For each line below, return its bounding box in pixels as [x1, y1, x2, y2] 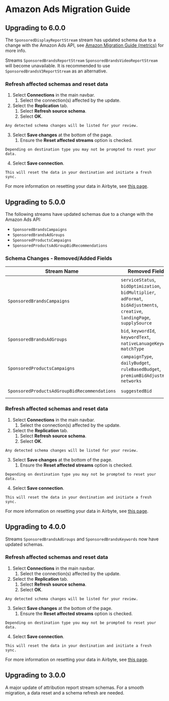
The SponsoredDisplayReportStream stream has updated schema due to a [5, 37, 156, 43]
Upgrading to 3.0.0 [5, 671, 66, 680]
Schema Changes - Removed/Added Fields [5, 255, 112, 262]
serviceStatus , [120, 276, 156, 283]
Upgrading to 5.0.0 [5, 198, 65, 206]
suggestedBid [120, 388, 152, 394]
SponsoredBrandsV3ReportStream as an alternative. [5, 68, 108, 74]
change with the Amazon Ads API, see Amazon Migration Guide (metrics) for [5, 42, 164, 48]
